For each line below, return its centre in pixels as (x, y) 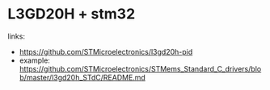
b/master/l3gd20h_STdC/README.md (82, 77)
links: (17, 36)
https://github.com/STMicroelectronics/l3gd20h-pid (106, 51)
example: (34, 60)
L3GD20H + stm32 (72, 14)
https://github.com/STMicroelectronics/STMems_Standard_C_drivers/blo (140, 68)
